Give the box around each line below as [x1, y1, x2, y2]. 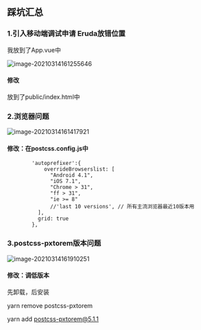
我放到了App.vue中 [7, 45, 62, 54]
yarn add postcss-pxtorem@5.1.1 [7, 315, 99, 323]
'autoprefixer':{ [32, 160, 81, 167]
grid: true [37, 215, 69, 222]
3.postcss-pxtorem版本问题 [7, 239, 102, 248]
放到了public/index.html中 [7, 92, 80, 101]
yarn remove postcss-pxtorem [7, 301, 93, 309]
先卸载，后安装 [7, 287, 49, 296]
